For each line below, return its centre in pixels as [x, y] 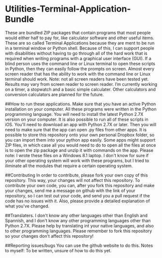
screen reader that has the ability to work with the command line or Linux [78, 74]
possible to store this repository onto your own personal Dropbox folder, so [80, 135]
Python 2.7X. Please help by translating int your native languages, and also [79, 226]
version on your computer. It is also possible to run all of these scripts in [77, 119]
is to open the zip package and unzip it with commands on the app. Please [79, 150]
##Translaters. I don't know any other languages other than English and [76, 215]
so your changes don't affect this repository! [49, 236]
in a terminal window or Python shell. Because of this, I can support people [80, 48]
